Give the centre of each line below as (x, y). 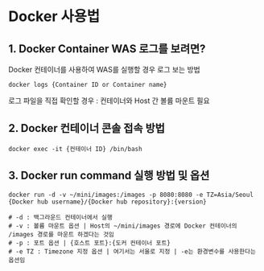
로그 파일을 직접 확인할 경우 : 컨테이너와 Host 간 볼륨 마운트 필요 (109, 101)
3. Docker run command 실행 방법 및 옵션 (109, 176)
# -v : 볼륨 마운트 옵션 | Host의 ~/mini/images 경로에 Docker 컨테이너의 (123, 226)
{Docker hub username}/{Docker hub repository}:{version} (107, 202)
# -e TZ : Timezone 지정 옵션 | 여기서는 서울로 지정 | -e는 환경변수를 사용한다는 (132, 251)
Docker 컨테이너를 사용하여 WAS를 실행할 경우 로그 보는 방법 (104, 70)
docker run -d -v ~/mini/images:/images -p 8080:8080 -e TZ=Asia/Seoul (131, 195)
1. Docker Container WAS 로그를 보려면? (107, 49)
